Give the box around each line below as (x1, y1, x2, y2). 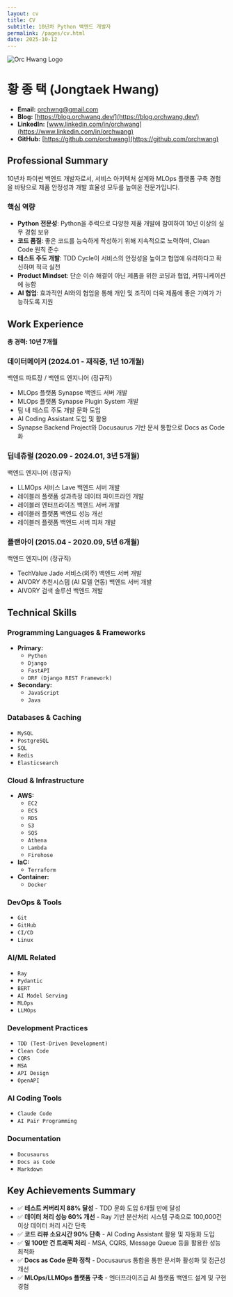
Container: (17, 873, 50, 881)
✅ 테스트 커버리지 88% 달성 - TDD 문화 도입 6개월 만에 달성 (17, 1204, 181, 1212)
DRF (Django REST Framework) (27, 675, 113, 682)
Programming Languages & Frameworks (7, 628, 146, 638)
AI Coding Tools (7, 1093, 63, 1103)
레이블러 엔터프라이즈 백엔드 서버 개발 (17, 501, 120, 509)
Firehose (27, 852, 54, 859)
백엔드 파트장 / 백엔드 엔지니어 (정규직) (7, 374, 113, 382)
